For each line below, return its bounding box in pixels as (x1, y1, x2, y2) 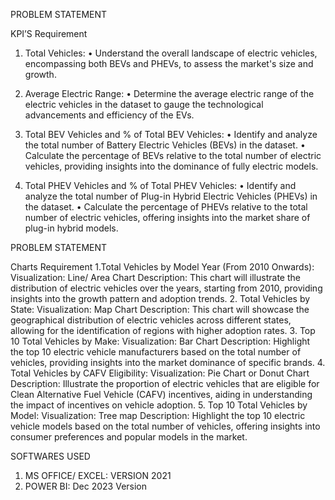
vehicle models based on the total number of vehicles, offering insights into (10, 420, 321, 432)
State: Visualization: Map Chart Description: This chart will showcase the (10, 304, 310, 315)
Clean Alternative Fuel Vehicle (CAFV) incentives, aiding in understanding (10, 389, 313, 400)
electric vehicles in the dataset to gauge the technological (24, 99, 264, 110)
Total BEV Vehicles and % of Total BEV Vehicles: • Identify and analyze (24, 129, 318, 140)
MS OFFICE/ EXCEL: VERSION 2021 (24, 470, 172, 481)
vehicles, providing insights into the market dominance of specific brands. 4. (10, 357, 326, 368)
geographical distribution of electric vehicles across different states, (10, 314, 292, 326)
